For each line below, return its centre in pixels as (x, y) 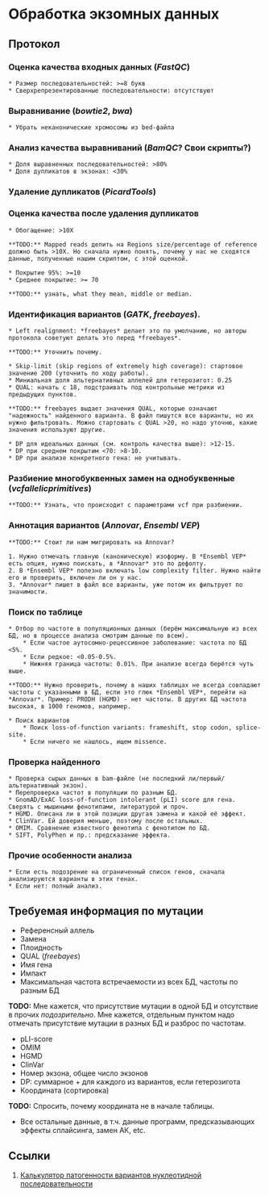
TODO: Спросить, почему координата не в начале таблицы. (112, 1106)
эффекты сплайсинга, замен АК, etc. (83, 1131)
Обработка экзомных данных (114, 14)
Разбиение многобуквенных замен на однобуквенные (122, 478)
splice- (248, 728)
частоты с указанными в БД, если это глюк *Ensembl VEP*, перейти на (128, 692)
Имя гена (36, 965)
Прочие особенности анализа (70, 855)
